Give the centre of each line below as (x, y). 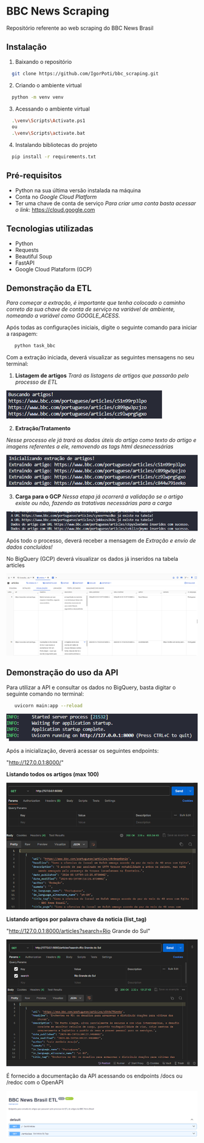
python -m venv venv (38, 97)
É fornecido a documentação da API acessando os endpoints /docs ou (94, 1076)
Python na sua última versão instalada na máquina (78, 190)
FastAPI (25, 263)
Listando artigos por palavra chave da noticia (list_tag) (76, 919)
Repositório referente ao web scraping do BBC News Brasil (80, 28)
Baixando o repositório (43, 61)
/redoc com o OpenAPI (35, 1082)
